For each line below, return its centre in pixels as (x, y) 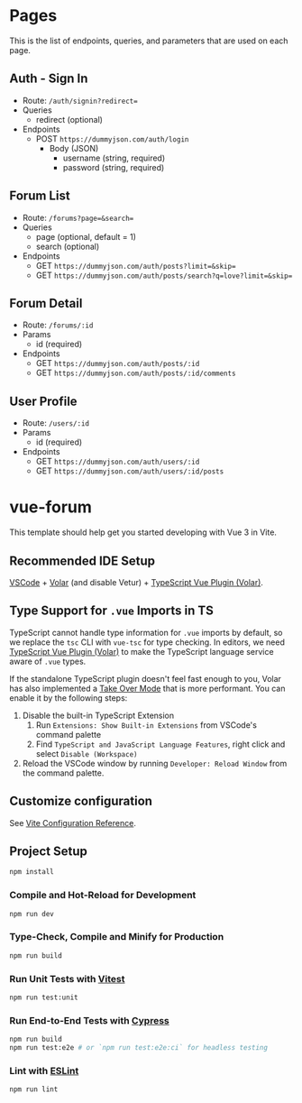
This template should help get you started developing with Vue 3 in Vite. (143, 532)
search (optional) (68, 246)
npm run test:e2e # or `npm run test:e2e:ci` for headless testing (139, 1047)
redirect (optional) (69, 119)
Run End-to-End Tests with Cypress (89, 1020)
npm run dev (32, 914)
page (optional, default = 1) (86, 236)
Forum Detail (46, 303)
